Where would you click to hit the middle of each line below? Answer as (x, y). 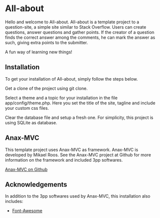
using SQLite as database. (31, 122)
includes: (14, 201)
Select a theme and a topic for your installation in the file (61, 98)
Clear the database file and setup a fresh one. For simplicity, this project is (79, 117)
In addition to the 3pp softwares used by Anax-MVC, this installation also (78, 196)
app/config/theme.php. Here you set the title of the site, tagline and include (80, 103)
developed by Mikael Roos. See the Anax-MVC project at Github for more (78, 155)
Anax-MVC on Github (26, 169)
